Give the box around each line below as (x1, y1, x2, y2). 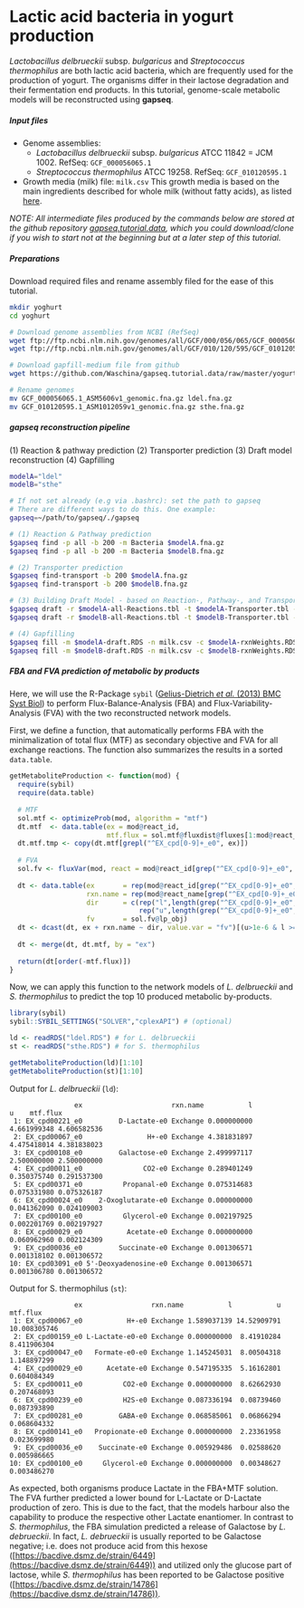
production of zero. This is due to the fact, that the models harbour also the (9, 1501, 290, 1513)
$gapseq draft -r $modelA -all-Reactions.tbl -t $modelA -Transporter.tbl (9, 605, 290, 614)
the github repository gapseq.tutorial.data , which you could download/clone (9, 222, 294, 233)
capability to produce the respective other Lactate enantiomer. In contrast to (9, 1511, 294, 1522)
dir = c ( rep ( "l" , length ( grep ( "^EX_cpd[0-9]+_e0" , (86, 898, 298, 907)
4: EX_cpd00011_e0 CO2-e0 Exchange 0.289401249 (13, 1163, 253, 1173)
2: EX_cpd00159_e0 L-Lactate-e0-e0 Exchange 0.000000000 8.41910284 (13, 1332, 281, 1341)
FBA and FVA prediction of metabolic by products (9, 665, 200, 676)
